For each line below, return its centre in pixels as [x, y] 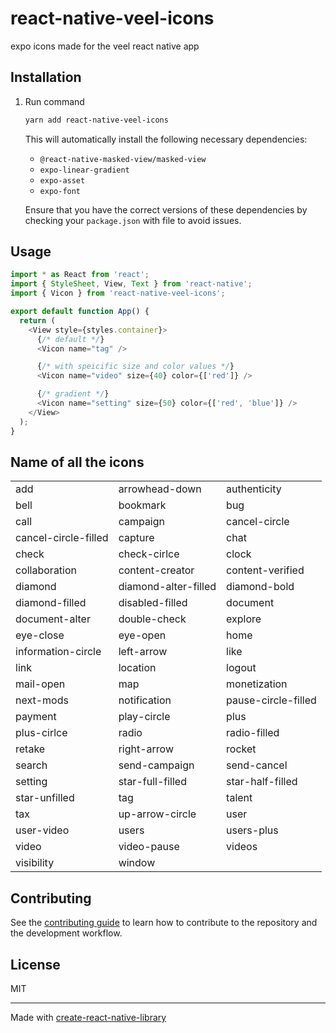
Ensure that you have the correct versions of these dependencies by [166, 209]
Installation [46, 77]
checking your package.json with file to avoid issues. [133, 220]
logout [241, 668]
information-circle [58, 652]
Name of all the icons [77, 462]
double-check [152, 619]
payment [36, 717]
